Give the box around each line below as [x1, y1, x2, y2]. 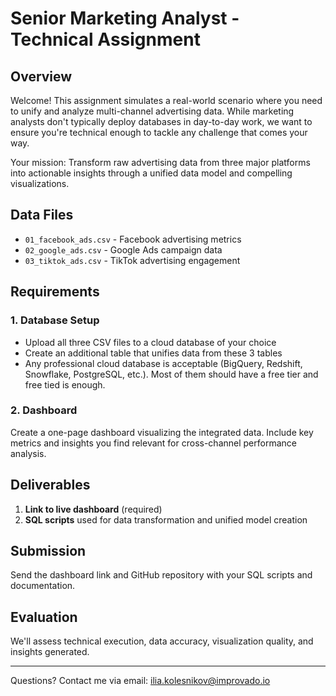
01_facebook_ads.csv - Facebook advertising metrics [24, 233, 242, 245]
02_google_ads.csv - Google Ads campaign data [24, 243, 223, 256]
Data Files [10, 207, 74, 224]
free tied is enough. [24, 378, 106, 391]
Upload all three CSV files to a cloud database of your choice [24, 336, 277, 348]
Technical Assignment [10, 28, 201, 51]
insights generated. [10, 646, 90, 658]
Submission [10, 543, 87, 559]
